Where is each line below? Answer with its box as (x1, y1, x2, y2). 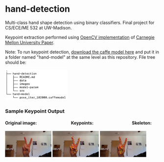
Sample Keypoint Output (5, 108, 65, 115)
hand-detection (5, 3, 70, 15)
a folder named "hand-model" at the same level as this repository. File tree (5, 54, 156, 60)
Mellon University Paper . (5, 39, 55, 45)
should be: (5, 59, 27, 65)
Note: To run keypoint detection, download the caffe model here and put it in (5, 49, 159, 55)
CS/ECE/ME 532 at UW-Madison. (5, 24, 72, 30)
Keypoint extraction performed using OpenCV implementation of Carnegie (5, 34, 155, 40)
